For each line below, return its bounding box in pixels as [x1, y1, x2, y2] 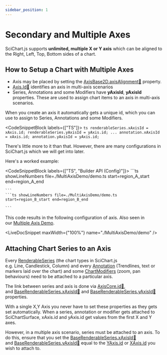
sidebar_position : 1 [5, 7, 48, 13]
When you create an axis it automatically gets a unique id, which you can [5, 110, 155, 116]
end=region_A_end [5, 179, 44, 185]
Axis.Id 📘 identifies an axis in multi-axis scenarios [12, 84, 113, 90]
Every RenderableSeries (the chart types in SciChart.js [5, 258, 117, 264]
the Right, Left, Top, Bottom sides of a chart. [5, 51, 96, 57]
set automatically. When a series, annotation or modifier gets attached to [5, 309, 155, 315]
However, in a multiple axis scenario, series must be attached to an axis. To [5, 329, 160, 335]
